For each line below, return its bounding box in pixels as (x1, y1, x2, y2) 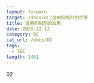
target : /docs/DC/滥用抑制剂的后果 (6, 15, 89, 21)
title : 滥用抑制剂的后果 (6, 20, 61, 26)
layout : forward (6, 8, 47, 15)
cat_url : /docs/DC (6, 37, 52, 43)
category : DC (6, 32, 39, 38)
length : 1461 (6, 54, 39, 60)
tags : (6, 43, 20, 49)
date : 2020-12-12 (6, 25, 50, 32)
